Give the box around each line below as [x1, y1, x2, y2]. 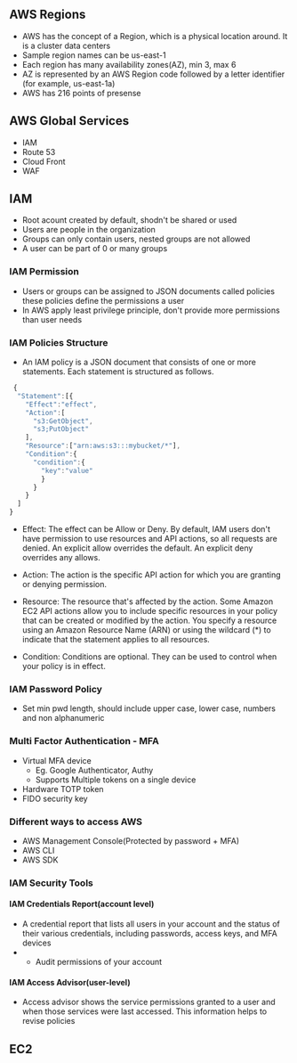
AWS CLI [21, 845, 55, 855]
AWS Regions [9, 7, 86, 22]
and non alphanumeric [21, 713, 105, 724]
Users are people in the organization [21, 225, 156, 235]
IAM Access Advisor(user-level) [9, 977, 131, 987]
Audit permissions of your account [35, 957, 163, 968]
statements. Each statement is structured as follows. [21, 366, 214, 377]
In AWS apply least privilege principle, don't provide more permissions [21, 305, 280, 315]
